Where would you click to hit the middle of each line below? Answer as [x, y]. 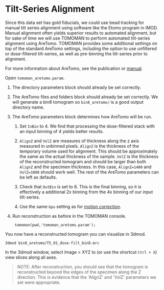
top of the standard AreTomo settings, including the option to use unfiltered [81, 48]
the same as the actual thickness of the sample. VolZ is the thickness [89, 156]
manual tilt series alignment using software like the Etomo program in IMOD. [82, 27]
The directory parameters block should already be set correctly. [77, 87]
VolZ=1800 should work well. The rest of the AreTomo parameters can [89, 172]
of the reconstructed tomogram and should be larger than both [83, 161]
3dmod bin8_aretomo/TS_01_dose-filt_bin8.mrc [52, 243]
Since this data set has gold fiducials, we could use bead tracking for [75, 22]
